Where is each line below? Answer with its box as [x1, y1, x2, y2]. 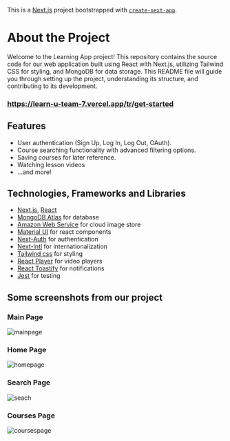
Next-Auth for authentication [17, 235, 98, 244]
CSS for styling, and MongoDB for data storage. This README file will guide [7, 67, 222, 75]
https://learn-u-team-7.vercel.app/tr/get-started [7, 99, 174, 109]
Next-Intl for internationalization [17, 242, 108, 250]
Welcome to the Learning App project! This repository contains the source [7, 52, 218, 61]
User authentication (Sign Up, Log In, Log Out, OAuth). [17, 138, 172, 147]
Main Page [7, 312, 43, 322]
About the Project [7, 30, 110, 45]
